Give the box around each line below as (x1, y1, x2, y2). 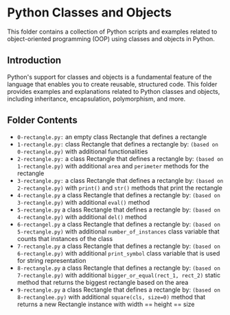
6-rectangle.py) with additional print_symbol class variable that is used (16, 249, 220, 257)
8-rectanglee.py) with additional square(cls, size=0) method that (16, 292, 206, 301)
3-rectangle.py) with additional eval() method (16, 198, 150, 206)
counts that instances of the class (16, 234, 113, 242)
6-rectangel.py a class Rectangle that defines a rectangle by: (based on (16, 220, 221, 228)
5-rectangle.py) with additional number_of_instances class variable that (16, 227, 220, 236)
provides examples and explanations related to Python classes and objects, (7, 87, 220, 95)
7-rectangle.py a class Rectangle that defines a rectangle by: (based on (16, 242, 221, 250)
